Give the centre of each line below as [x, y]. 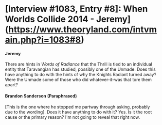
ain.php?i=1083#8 [43, 40]
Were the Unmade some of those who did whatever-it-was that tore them [78, 80]
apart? [11, 85]
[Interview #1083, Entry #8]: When [76, 9]
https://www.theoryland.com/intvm [83, 30]
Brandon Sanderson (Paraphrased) [41, 96]
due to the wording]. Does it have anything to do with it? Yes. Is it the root [79, 112]
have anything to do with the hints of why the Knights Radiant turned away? [81, 75]
